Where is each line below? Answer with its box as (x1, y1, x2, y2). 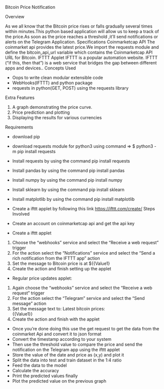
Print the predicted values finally (12, 373, 78, 379)
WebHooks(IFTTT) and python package (12, 80, 93, 86)
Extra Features (5, 95, 35, 100)
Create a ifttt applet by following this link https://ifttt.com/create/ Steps (12, 206, 155, 211)
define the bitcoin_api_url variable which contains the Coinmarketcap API (5, 49, 153, 55)
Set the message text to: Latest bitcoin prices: (12, 306, 106, 312)
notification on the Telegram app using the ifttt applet (12, 347, 120, 353)
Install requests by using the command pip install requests (12, 158, 130, 164)
